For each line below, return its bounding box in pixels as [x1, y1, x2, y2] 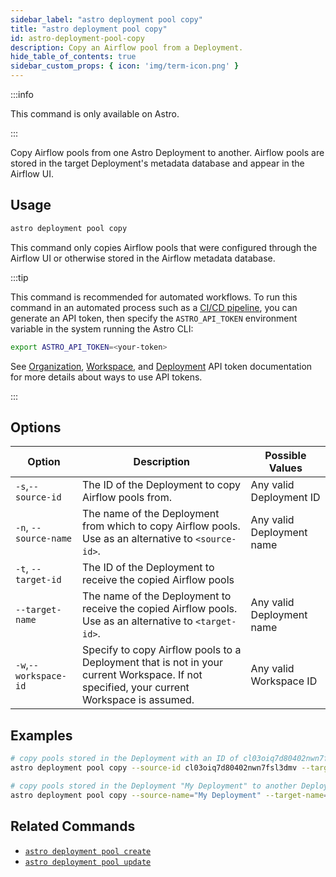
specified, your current [82, 681, 190, 695]
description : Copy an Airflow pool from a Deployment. [10, 42, 244, 53]
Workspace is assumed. [82, 693, 195, 707]
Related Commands [10, 818, 136, 835]
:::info [10, 89, 34, 100]
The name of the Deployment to [82, 589, 232, 603]
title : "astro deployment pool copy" [10, 24, 168, 34]
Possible [264, 449, 307, 463]
